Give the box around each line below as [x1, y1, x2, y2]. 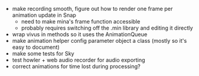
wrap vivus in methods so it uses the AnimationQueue [12, 31, 148, 38]
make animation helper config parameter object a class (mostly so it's [12, 37, 187, 44]
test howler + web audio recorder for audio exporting [12, 57, 145, 63]
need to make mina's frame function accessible [21, 18, 141, 25]
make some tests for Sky [12, 50, 75, 57]
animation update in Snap [12, 11, 77, 19]
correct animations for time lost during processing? [12, 63, 141, 70]
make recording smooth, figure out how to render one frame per [12, 5, 173, 12]
